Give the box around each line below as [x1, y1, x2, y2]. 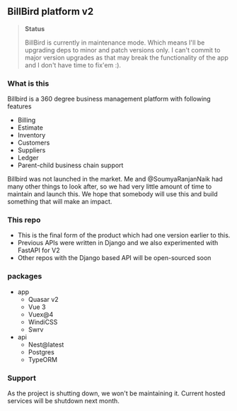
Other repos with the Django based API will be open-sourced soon [17, 254, 212, 262]
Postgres [28, 347, 54, 356]
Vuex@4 [28, 310, 54, 318]
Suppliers [17, 146, 46, 154]
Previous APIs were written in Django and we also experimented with [17, 239, 219, 247]
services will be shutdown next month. [7, 397, 120, 405]
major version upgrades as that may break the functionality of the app [24, 53, 229, 62]
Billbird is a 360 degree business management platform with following [7, 95, 211, 103]
